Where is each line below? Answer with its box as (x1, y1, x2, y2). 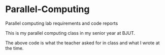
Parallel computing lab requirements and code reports (5, 20, 118, 26)
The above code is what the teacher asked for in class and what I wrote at (5, 39, 160, 46)
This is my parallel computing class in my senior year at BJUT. (5, 30, 136, 36)
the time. (5, 45, 24, 51)
